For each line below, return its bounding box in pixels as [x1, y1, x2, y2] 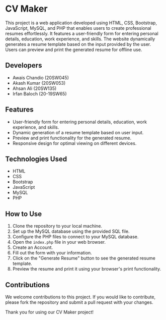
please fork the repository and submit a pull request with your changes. [5, 299, 153, 305]
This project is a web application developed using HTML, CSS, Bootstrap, [5, 20, 157, 26]
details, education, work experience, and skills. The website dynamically [5, 36, 155, 42]
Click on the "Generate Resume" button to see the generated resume [12, 255, 156, 261]
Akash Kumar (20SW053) [12, 80, 66, 86]
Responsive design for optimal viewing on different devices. [12, 140, 137, 146]
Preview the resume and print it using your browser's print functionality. [12, 266, 161, 272]
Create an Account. [12, 244, 53, 250]
